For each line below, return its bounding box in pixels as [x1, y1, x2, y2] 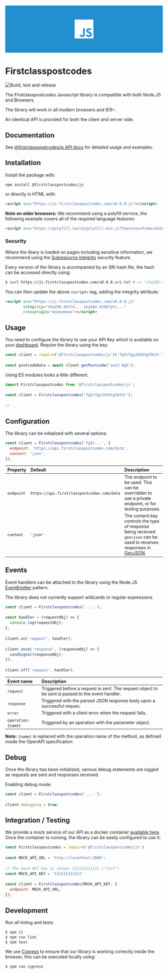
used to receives [124, 539, 159, 545]
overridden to [124, 490, 152, 496]
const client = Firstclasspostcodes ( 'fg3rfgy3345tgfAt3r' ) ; [5, 393, 133, 398]
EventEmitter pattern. [5, 584, 49, 590]
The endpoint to [124, 474, 157, 480]
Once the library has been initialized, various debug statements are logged [5, 766, 159, 772]
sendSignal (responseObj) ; [9, 652, 64, 657]
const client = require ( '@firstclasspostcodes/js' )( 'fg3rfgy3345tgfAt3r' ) [5, 352, 164, 357]
